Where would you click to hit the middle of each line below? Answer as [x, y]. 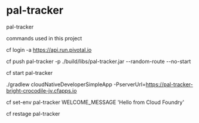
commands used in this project [44, 38]
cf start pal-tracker [29, 72]
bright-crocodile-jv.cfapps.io [42, 90]
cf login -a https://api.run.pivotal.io [49, 50]
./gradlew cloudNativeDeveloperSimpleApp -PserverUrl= [76, 84]
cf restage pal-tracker [33, 113]
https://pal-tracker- [169, 84]
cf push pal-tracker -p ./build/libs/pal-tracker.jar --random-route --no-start [99, 61]
